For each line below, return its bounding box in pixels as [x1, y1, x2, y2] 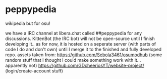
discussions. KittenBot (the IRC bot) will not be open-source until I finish [5, 35, 155, 42]
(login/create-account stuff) [5, 67, 63, 74]
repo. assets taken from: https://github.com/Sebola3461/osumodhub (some [5, 52, 162, 58]
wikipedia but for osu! [5, 20, 50, 26]
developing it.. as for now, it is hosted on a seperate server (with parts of [5, 41, 156, 47]
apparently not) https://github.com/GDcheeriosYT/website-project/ [5, 62, 145, 68]
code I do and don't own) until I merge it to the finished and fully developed [5, 46, 162, 52]
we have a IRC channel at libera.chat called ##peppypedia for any [5, 30, 142, 36]
